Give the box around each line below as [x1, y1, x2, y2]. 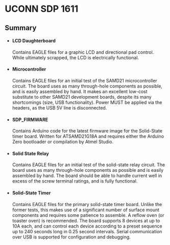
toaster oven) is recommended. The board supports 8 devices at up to [12, 217, 160, 224]
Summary [5, 24, 37, 32]
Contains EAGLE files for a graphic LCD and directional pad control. [12, 49, 154, 55]
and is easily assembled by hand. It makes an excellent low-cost [12, 88, 148, 95]
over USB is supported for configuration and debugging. [12, 234, 131, 240]
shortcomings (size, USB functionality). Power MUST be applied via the [12, 99, 162, 105]
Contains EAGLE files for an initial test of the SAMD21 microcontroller [12, 77, 158, 83]
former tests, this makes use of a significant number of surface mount [12, 207, 160, 213]
